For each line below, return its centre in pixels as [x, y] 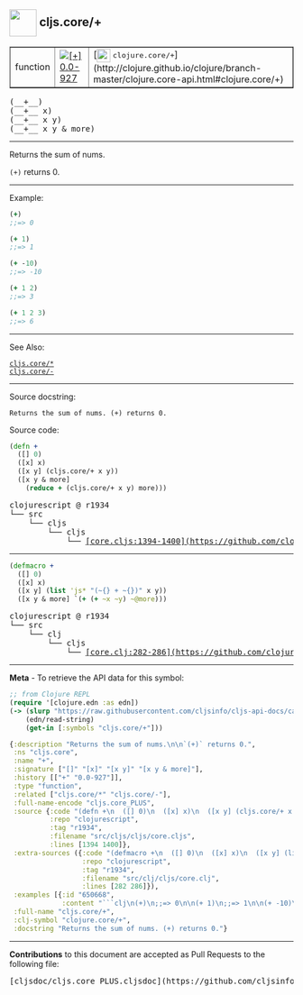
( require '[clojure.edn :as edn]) [74, 703]
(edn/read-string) [60, 719]
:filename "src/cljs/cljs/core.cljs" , [122, 836]
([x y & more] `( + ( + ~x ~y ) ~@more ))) [92, 599]
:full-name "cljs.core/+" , [64, 912]
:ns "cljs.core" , [46, 753]
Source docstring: [43, 397]
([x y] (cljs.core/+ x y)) [68, 471]
